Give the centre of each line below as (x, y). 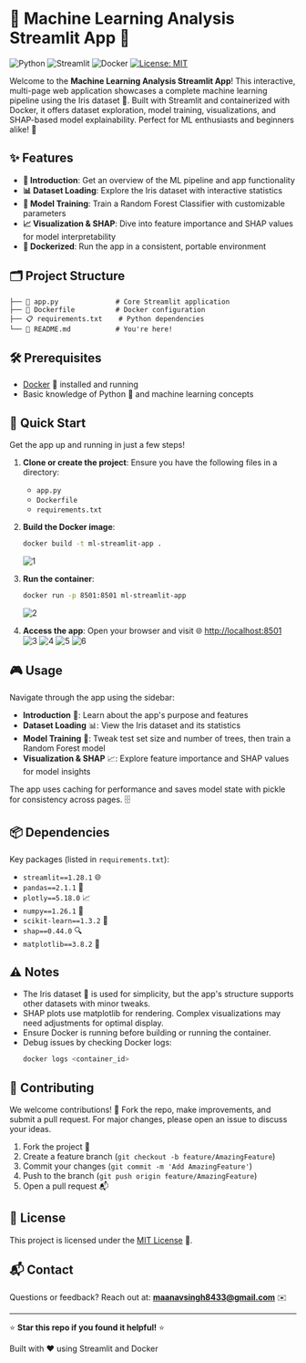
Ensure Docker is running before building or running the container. (147, 1033)
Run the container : (58, 579)
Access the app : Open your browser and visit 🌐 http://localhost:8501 (152, 630)
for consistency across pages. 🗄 (70, 799)
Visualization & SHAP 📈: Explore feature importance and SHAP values (156, 758)
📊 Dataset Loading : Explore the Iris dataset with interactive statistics (153, 190)
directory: (41, 473)
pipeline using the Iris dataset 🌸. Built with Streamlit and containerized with (149, 100)
